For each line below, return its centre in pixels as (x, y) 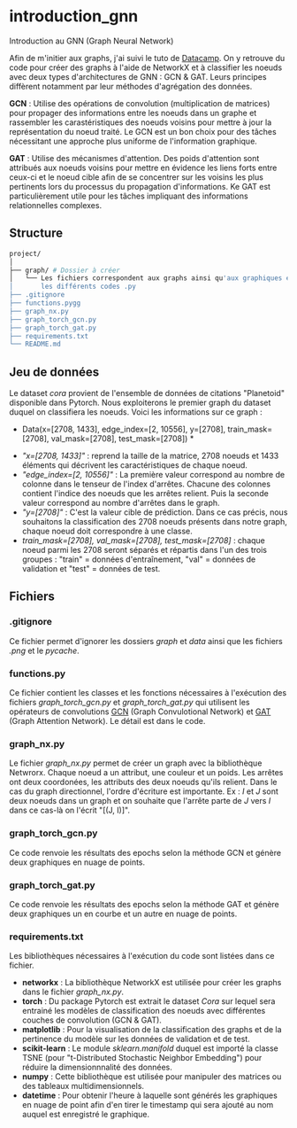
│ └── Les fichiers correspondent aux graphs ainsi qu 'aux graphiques (146, 278)
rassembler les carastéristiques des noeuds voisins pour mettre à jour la (141, 122)
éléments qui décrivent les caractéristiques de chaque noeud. (134, 465)
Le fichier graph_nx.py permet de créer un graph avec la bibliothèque (136, 763)
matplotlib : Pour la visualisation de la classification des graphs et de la (152, 1030)
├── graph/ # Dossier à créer (65, 270)
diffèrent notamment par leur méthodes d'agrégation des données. (131, 86)
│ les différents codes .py (73, 287)
